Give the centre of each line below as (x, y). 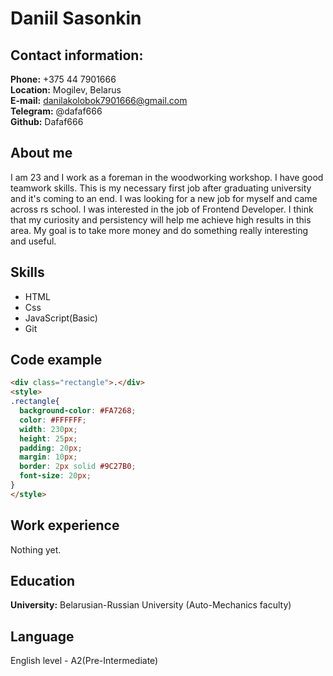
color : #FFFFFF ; (53, 420)
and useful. (33, 241)
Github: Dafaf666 (47, 121)
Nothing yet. (36, 549)
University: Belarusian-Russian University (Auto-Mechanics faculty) (151, 605)
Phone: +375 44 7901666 (63, 79)
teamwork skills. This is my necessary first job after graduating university (161, 188)
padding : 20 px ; (51, 448)
